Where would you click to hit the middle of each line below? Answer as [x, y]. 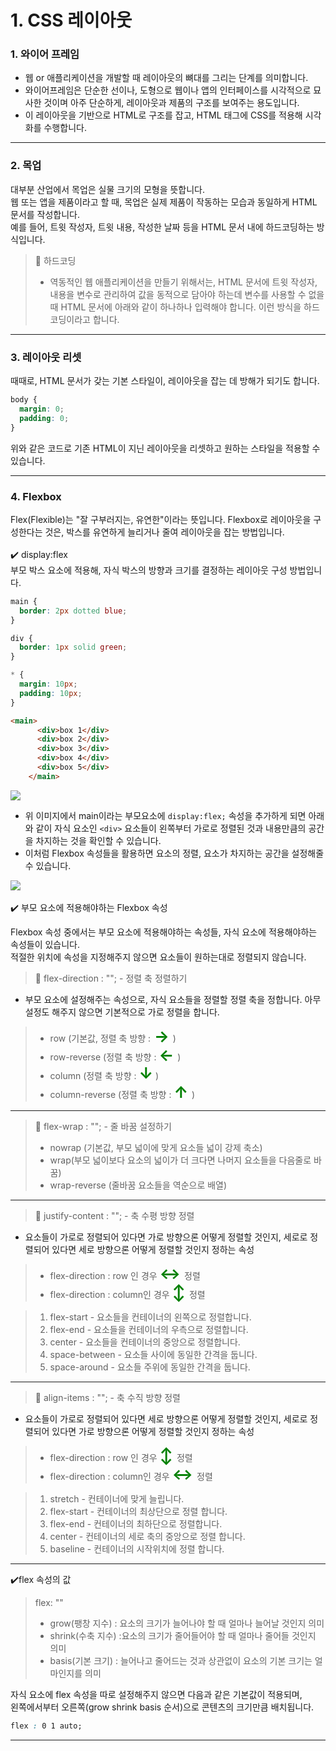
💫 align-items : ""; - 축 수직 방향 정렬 [107, 1397]
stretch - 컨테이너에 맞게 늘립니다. [117, 1498]
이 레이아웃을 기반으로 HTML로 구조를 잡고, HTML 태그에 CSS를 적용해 [163, 115]
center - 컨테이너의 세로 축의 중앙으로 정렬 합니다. [147, 1536]
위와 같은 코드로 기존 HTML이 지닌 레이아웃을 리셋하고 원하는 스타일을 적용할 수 [165, 448]
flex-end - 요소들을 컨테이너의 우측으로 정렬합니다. [149, 1329]
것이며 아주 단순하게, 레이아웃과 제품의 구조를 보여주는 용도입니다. [171, 103]
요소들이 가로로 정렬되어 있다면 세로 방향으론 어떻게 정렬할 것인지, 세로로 [166, 1418]
